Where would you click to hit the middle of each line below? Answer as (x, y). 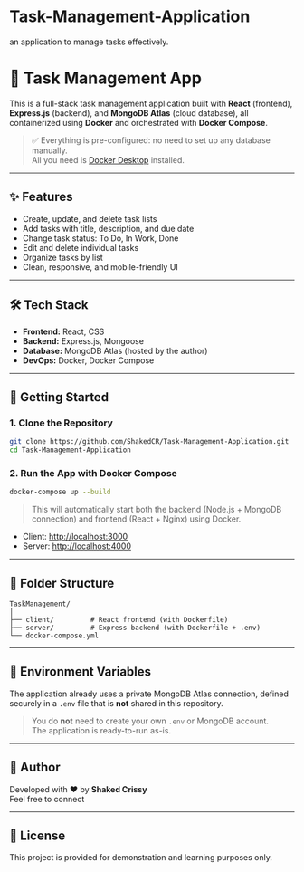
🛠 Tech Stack (49, 305)
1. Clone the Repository (61, 423)
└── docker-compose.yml (54, 636)
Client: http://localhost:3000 (75, 537)
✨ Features (41, 197)
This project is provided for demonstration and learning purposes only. (141, 858)
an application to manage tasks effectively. (89, 42)
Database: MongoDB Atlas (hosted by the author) (115, 350)
